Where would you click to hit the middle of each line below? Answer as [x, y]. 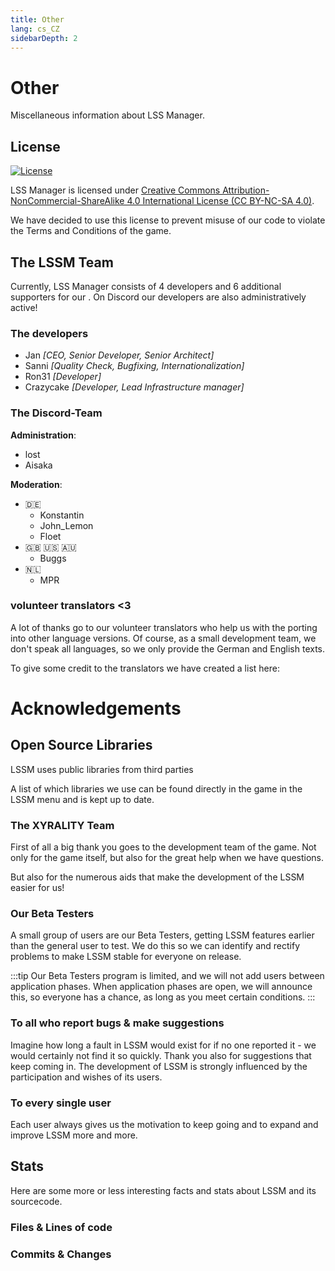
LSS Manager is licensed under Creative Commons [115, 190]
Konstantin [62, 515]
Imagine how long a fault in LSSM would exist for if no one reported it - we [163, 1045]
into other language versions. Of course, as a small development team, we [163, 638]
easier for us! [37, 888]
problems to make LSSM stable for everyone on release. [126, 957]
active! [24, 307]
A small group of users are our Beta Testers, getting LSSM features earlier [162, 935]
